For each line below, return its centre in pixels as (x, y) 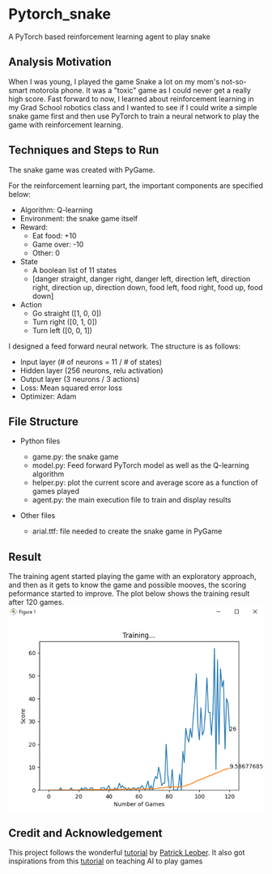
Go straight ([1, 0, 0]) (67, 313)
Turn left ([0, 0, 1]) (62, 330)
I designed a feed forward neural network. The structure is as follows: (125, 346)
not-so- (234, 81)
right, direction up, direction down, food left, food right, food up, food (147, 287)
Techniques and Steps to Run (84, 150)
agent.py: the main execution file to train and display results (132, 500)
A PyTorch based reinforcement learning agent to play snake (109, 36)
